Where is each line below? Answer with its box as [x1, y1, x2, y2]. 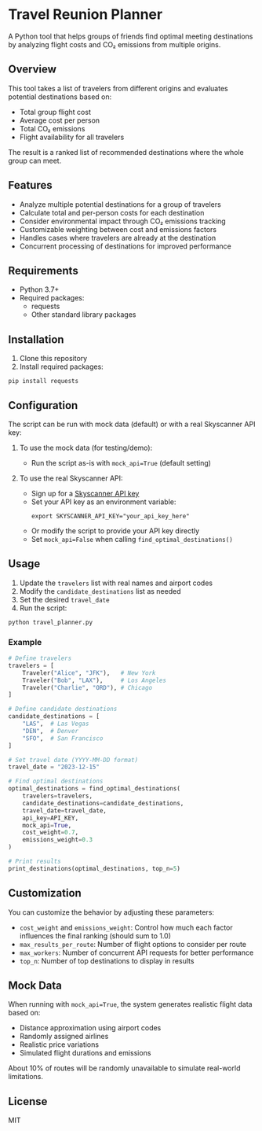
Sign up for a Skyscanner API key [31, 489, 140, 498]
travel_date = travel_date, [22, 806, 107, 815]
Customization [8, 886, 82, 900]
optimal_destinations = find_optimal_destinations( [8, 785, 180, 793]
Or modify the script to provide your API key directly [31, 526, 200, 536]
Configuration [8, 399, 78, 412]
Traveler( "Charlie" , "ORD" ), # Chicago [22, 683, 153, 691]
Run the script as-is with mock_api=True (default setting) [31, 459, 212, 467]
